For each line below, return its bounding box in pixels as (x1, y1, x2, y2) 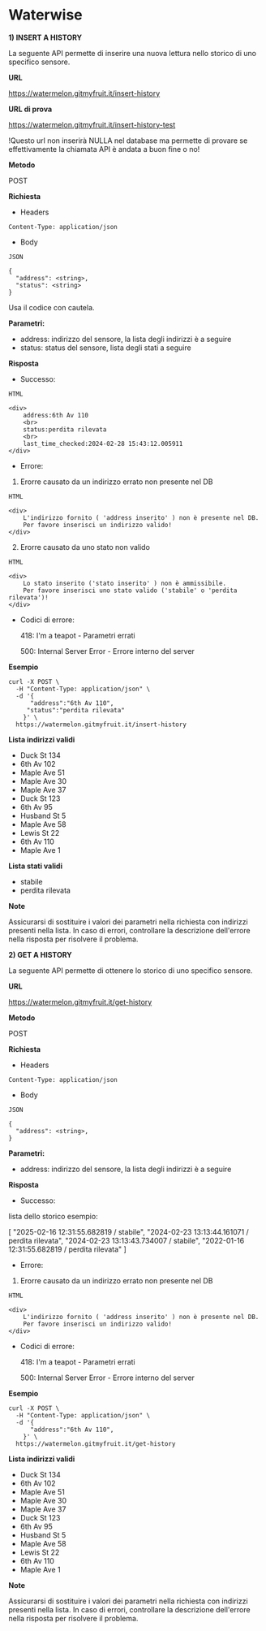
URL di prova (8, 104, 53, 114)
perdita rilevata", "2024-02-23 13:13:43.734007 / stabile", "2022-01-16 (8, 1235, 245, 1245)
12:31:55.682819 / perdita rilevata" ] (8, 1244, 127, 1254)
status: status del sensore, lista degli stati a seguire (19, 343, 192, 353)
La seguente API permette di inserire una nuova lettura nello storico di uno (8, 48, 257, 58)
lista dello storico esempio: (8, 1211, 99, 1221)
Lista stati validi (8, 861, 63, 871)
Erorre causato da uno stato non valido (19, 542, 150, 552)
